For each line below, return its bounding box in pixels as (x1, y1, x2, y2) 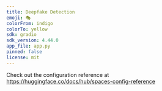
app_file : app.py (6, 43, 51, 49)
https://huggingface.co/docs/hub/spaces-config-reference (6, 78, 156, 85)
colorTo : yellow (6, 26, 48, 32)
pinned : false (6, 49, 43, 55)
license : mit (6, 54, 40, 60)
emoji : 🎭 (6, 15, 31, 21)
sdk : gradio (6, 32, 37, 38)
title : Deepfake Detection (6, 9, 75, 15)
